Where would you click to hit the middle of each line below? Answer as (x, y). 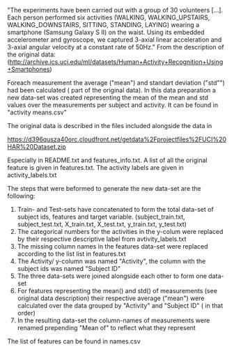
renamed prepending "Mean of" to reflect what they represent (107, 328)
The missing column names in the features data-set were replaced (112, 246)
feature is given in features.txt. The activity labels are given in (96, 167)
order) (26, 313)
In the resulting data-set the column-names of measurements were (114, 320)
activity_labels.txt (32, 175)
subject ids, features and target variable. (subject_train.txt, (101, 217)
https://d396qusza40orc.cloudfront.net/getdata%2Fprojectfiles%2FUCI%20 (117, 139)
